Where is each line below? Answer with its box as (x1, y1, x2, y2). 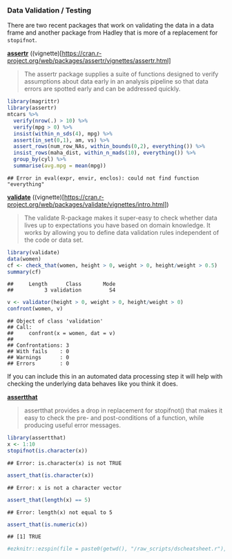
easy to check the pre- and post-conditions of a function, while (23, 414, 204, 422)
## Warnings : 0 (7, 354, 70, 361)
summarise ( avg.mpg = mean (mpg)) (13, 162, 107, 169)
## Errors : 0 (7, 360, 70, 368)
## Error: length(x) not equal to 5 (7, 509, 113, 516)
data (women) (7, 255, 41, 263)
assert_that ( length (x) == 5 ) (7, 496, 91, 503)
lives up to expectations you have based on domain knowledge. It (23, 220, 211, 229)
